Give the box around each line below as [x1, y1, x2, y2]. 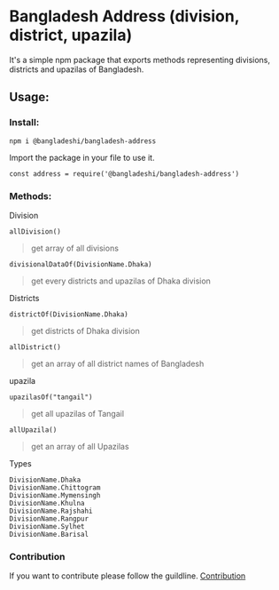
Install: [9, 116, 40, 129]
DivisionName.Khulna [9, 498, 86, 507]
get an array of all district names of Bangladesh [30, 358, 205, 369]
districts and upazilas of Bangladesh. [9, 64, 144, 75]
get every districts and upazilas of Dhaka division [30, 275, 211, 286]
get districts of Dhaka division [30, 325, 140, 336]
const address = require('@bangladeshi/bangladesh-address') [9, 169, 240, 179]
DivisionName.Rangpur [9, 514, 89, 523]
